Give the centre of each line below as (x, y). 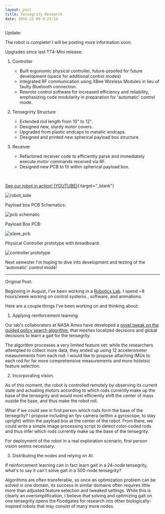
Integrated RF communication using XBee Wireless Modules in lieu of (89, 81)
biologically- (138, 501)
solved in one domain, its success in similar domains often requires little (78, 485)
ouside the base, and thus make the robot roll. (52, 401)
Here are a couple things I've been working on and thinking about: (72, 306)
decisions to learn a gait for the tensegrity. (48, 336)
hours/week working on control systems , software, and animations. (74, 297)
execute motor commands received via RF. (63, 162)
